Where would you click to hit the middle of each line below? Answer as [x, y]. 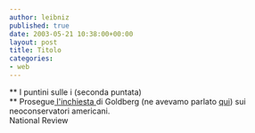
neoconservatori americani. [60, 111]
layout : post [33, 42]
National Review [39, 120]
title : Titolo [36, 51]
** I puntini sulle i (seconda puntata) [76, 92]
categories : [31, 59]
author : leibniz [39, 17]
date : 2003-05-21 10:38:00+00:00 [71, 34]
